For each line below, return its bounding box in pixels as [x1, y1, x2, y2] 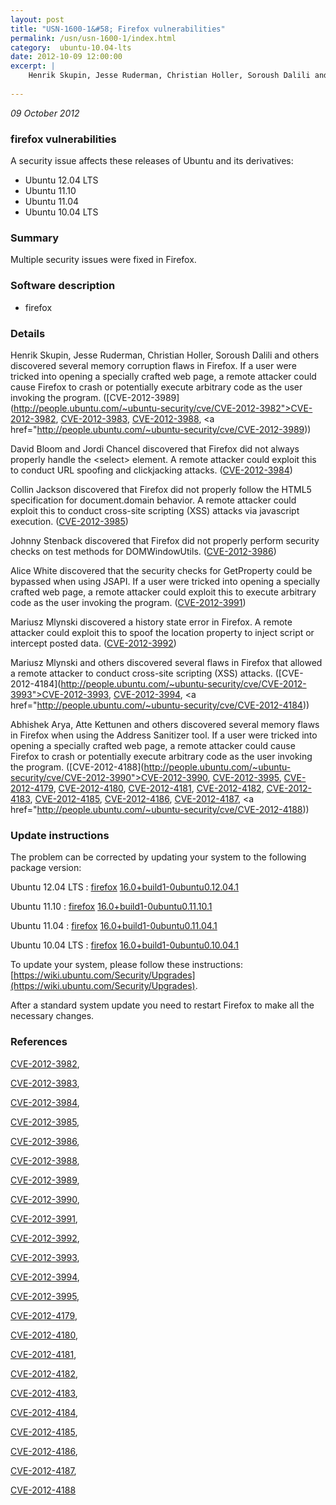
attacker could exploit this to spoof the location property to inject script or [10, 626, 315, 638]
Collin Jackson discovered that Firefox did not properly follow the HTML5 [10, 483, 312, 495]
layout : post [10, 14, 65, 25]
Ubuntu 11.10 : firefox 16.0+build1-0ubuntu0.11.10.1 [10, 901, 213, 913]
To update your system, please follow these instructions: [10, 959, 243, 971]
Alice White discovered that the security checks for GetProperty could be [10, 564, 313, 576]
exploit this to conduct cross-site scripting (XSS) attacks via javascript [10, 504, 300, 516]
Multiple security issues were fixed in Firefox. [10, 254, 197, 266]
